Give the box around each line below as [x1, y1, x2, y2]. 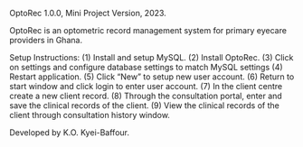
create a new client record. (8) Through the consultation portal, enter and [9, 90, 282, 101]
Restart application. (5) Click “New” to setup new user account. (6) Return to [9, 71, 295, 82]
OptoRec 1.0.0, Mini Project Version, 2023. [9, 8, 167, 18]
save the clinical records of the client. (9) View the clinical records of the [9, 100, 280, 111]
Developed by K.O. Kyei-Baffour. [9, 127, 129, 138]
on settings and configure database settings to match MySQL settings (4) [9, 62, 283, 72]
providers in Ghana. [9, 35, 83, 45]
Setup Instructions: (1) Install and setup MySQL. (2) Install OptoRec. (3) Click [9, 52, 294, 62]
